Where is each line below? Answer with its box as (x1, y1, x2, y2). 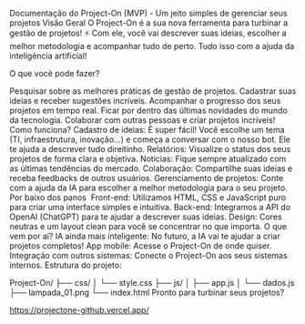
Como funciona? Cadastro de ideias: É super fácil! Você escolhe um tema (9, 125, 285, 135)
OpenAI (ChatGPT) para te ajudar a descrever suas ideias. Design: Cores (9, 211, 282, 222)
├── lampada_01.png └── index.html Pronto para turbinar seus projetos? (9, 287, 285, 298)
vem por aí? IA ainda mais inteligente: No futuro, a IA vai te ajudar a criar (9, 231, 280, 241)
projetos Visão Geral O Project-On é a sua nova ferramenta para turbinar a (9, 17, 289, 28)
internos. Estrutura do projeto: (9, 259, 122, 270)
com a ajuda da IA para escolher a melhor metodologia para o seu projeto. (9, 182, 289, 193)
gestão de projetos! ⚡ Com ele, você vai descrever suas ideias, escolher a (9, 27, 287, 38)
